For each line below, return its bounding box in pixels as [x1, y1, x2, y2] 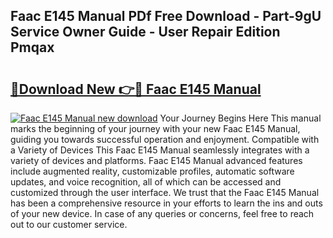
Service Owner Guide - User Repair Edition [10, 24, 281, 41]
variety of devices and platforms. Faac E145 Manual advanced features [10, 155, 303, 166]
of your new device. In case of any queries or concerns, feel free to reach [10, 208, 315, 219]
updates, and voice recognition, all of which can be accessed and [10, 176, 282, 188]
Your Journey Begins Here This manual [159, 112, 322, 124]
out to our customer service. [10, 219, 128, 230]
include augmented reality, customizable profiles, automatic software [10, 165, 295, 177]
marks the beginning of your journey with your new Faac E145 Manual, [10, 123, 301, 134]
